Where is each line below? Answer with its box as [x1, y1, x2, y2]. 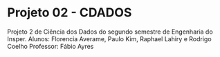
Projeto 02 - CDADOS [7, 5, 132, 21]
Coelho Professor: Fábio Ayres [7, 42, 94, 50]
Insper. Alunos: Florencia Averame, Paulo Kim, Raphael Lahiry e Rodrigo [7, 34, 212, 43]
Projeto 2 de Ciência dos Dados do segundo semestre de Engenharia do [7, 27, 213, 36]
